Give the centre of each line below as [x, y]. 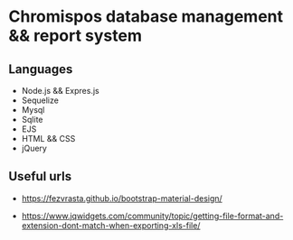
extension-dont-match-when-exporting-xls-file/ [111, 225]
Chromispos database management [146, 17]
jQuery [34, 148]
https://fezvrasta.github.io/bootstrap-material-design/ [122, 198]
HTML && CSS [48, 138]
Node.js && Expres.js [61, 91]
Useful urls [40, 176]
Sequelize [40, 100]
